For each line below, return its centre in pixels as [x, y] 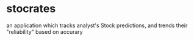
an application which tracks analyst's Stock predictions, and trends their [97, 25]
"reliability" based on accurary [45, 31]
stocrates [31, 9]
